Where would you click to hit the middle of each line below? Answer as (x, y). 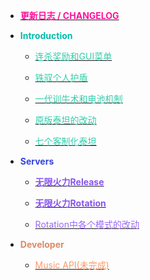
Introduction (46, 35)
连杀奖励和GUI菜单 (73, 56)
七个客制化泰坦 (65, 141)
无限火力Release (69, 182)
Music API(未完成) (72, 265)
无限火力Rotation (70, 203)
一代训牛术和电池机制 (78, 98)
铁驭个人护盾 (61, 77)
